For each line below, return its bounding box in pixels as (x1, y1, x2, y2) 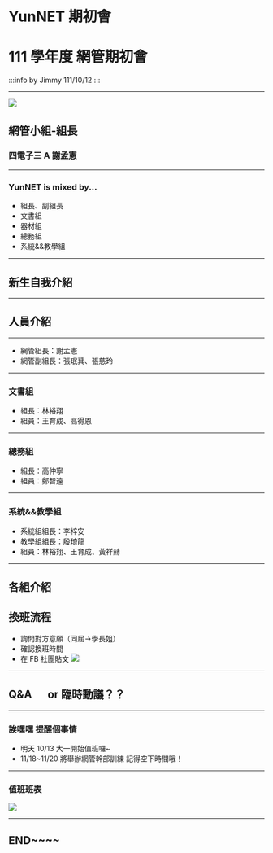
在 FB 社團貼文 (19, 654, 70, 663)
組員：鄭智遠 (19, 476, 63, 486)
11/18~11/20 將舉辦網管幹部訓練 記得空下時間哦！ (19, 754, 184, 763)
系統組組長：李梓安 (19, 526, 85, 536)
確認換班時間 (19, 644, 63, 654)
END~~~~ (8, 833, 60, 847)
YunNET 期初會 (8, 7, 111, 26)
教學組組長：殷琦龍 (19, 536, 85, 546)
